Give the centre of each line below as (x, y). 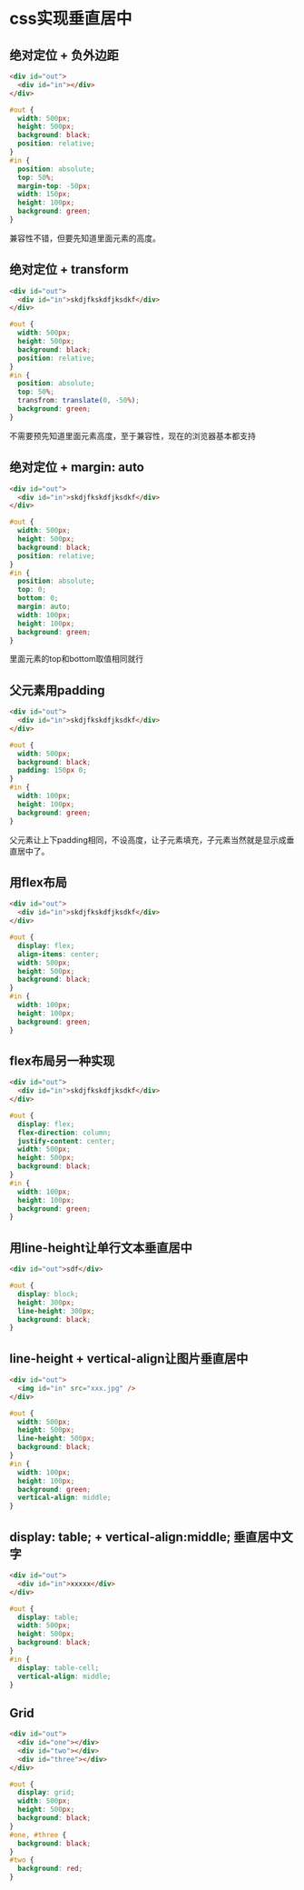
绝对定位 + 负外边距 (64, 55)
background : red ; (50, 1869)
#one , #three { (38, 1835)
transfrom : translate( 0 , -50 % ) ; (79, 401)
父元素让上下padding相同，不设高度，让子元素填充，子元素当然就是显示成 (148, 840)
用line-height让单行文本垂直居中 (101, 1248)
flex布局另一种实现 (62, 1060)
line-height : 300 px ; (56, 1311)
